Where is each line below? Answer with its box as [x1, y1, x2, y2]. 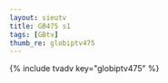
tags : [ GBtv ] [9, 30, 59, 39]
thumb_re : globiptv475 [9, 38, 95, 48]
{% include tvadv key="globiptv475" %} [9, 63, 160, 74]
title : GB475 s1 [9, 22, 71, 31]
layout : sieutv [9, 13, 67, 23]
